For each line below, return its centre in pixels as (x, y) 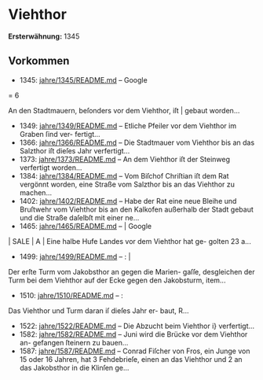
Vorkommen (39, 61)
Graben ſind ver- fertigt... (60, 134)
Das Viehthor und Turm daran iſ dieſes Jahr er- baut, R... (99, 310)
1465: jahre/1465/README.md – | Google (86, 226)
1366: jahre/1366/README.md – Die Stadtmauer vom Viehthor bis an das (137, 142)
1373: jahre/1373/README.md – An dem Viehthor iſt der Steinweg (124, 159)
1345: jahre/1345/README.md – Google (83, 79)
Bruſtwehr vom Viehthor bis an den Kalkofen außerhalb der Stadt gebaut (136, 209)
